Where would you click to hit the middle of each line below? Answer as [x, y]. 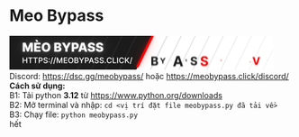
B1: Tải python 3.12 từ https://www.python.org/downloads [116, 95]
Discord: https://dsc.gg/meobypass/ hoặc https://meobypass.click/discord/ [149, 76]
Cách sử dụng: [37, 86]
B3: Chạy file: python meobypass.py [73, 114]
